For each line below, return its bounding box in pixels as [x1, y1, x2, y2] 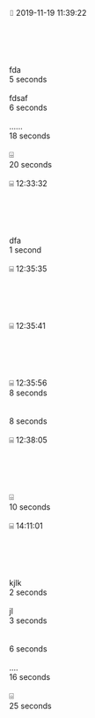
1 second [9, 245, 42, 255]
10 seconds [9, 502, 51, 512]
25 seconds [9, 700, 52, 711]
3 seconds [9, 615, 47, 626]
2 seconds [9, 587, 47, 597]
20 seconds [9, 160, 53, 169]
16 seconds [9, 672, 51, 682]
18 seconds [9, 130, 51, 141]
